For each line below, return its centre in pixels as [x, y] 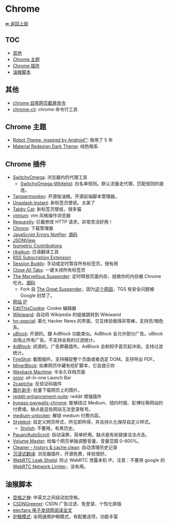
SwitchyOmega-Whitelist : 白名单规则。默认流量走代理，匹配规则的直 [92, 184]
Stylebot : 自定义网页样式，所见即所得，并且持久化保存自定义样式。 [83, 422]
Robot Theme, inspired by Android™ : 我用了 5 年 [63, 140]
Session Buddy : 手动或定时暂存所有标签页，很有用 [65, 264]
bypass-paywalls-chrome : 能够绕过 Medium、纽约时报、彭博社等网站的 [88, 403]
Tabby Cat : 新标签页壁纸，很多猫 [47, 209]
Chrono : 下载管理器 [33, 228]
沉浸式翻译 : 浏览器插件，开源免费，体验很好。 [61, 454]
